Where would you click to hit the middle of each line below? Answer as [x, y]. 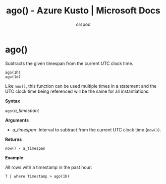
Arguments [17, 120]
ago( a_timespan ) [23, 110]
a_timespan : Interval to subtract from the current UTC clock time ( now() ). [86, 129]
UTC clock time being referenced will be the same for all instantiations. [77, 91]
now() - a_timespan [25, 148]
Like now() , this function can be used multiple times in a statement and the [81, 86]
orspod [83, 24]
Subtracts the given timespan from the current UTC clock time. [69, 63]
